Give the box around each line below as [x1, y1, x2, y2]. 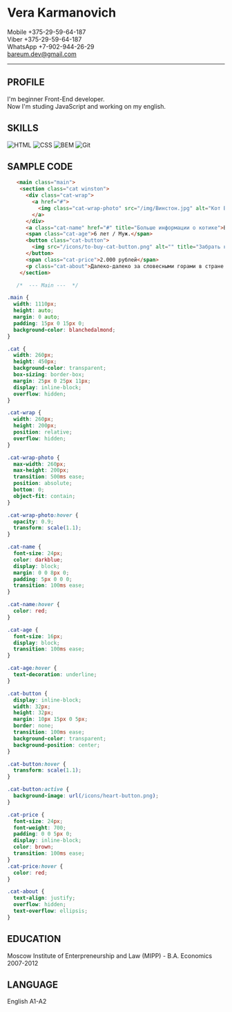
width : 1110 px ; [13, 301, 57, 308]
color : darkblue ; [13, 556, 64, 563]
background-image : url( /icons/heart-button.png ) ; [13, 792, 159, 799]
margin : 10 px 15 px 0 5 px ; [13, 716, 88, 723]
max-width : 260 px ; [13, 461, 67, 468]
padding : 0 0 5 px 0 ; [13, 831, 72, 837]
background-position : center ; [13, 741, 100, 749]
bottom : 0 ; [13, 486, 45, 493]
